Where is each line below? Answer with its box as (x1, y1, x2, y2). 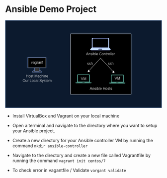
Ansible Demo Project (5, 3, 97, 15)
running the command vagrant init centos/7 (12, 158, 106, 164)
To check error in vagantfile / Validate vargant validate (12, 168, 126, 174)
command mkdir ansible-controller (12, 143, 88, 149)
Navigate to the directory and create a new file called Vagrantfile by (12, 153, 151, 159)
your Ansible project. (12, 128, 56, 134)
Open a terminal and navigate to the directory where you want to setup (12, 123, 158, 129)
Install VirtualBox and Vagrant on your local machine (12, 113, 120, 119)
